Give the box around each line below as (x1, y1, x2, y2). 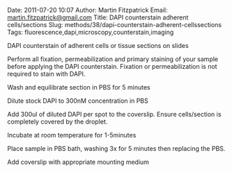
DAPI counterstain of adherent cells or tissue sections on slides (7, 42, 190, 49)
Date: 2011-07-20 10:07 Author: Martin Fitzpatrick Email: (7, 6, 168, 14)
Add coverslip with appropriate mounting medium (7, 158, 150, 166)
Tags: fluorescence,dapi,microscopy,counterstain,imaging (7, 28, 174, 36)
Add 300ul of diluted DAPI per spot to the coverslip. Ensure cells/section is (7, 110, 222, 118)
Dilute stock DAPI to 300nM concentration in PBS (7, 97, 148, 105)
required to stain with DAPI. (7, 69, 86, 78)
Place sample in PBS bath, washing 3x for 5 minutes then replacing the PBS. (7, 145, 226, 152)
